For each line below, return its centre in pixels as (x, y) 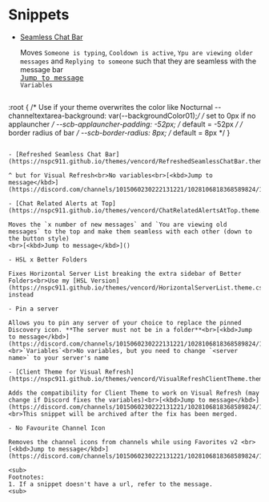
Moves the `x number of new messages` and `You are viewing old (118, 225)
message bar (42, 69)
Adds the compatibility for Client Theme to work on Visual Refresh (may (134, 393)
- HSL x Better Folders (48, 259)
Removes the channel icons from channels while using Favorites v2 (123, 442)
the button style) (39, 238)
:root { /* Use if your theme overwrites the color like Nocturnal (111, 107)
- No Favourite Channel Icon (57, 428)
